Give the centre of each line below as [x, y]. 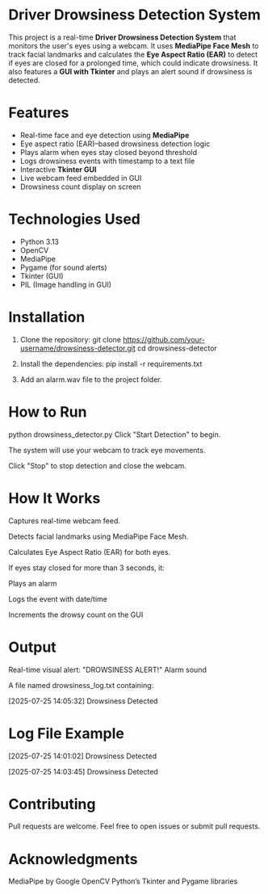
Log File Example [67, 733]
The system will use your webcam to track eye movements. [107, 450]
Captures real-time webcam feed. [65, 520]
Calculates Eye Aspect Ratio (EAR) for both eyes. [90, 552]
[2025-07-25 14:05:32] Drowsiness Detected [83, 701]
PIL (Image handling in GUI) [65, 284]
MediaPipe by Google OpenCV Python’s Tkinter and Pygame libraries [123, 881]
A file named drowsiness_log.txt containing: [81, 685]
